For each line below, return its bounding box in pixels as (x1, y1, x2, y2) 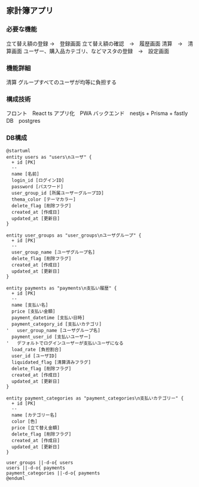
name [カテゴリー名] (11, 412, 57, 418)
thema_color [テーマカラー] (11, 196, 76, 202)
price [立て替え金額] (11, 425, 60, 431)
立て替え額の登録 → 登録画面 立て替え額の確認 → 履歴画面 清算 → (6, 40, 183, 47)
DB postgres (6, 117, 41, 125)
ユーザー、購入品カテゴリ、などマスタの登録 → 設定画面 (23, 47, 170, 55)
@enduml (6, 475, 26, 481)
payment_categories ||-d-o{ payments (6, 470, 100, 476)
